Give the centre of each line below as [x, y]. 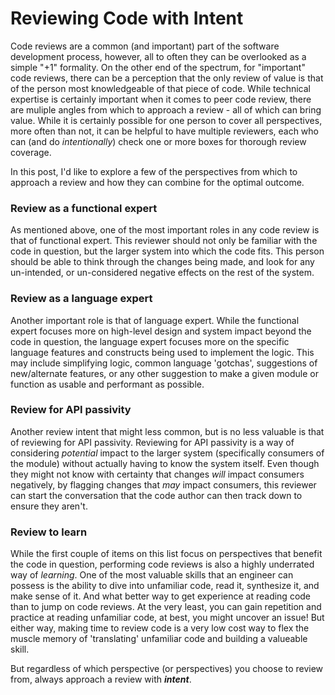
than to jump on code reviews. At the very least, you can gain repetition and [166, 607]
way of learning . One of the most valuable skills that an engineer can [152, 575]
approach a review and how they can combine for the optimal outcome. [157, 182]
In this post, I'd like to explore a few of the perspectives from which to [154, 171]
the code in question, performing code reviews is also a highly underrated [162, 564]
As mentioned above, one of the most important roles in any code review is [165, 230]
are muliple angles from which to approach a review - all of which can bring [166, 109]
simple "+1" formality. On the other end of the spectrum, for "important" [158, 67]
